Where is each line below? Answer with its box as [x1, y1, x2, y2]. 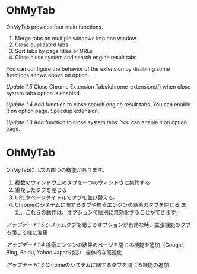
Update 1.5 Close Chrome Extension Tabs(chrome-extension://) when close [6, 83, 191, 90]
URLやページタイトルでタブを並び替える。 [14, 194, 119, 201]
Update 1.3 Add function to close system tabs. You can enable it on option [6, 118, 188, 125]
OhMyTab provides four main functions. [6, 23, 103, 30]
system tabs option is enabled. [6, 89, 81, 96]
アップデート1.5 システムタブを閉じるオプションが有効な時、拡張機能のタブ [6, 221, 191, 228]
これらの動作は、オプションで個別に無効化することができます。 [25, 209, 181, 216]
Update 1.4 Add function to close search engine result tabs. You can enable [6, 100, 191, 108]
